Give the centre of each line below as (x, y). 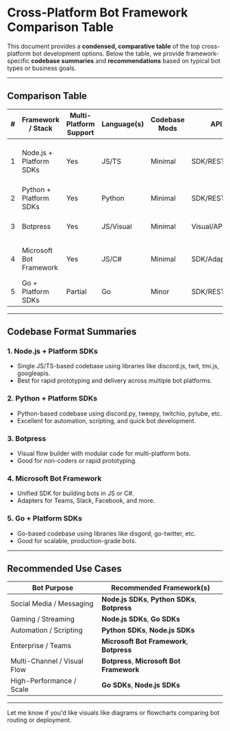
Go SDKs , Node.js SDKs (141, 685)
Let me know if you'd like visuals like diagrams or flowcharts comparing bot (114, 713)
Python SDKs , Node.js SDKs (148, 630)
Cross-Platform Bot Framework (98, 13)
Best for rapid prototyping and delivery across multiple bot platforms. (114, 381)
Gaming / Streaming (43, 619)
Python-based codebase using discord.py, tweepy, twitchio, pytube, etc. (119, 414)
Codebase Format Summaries (72, 332)
